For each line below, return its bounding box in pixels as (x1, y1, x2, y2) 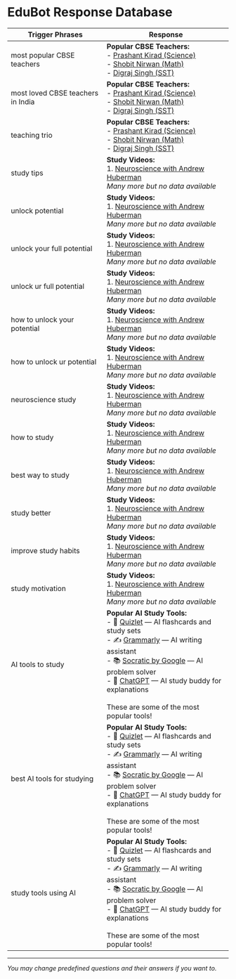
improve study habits (11, 545, 80, 555)
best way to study (11, 470, 70, 480)
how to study (11, 432, 54, 442)
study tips (11, 168, 44, 178)
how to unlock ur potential (11, 356, 97, 366)
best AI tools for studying (11, 774, 94, 784)
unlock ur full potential (11, 281, 85, 291)
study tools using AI (11, 888, 76, 897)
